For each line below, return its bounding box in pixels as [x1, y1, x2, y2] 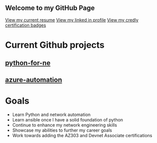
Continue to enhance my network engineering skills [12, 122, 118, 128]
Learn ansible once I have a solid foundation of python [12, 116, 123, 122]
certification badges [5, 22, 46, 28]
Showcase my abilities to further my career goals [12, 127, 112, 133]
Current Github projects [5, 39, 105, 51]
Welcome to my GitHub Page [5, 4, 95, 12]
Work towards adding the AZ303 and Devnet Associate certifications [12, 132, 153, 138]
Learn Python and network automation [12, 112, 91, 117]
